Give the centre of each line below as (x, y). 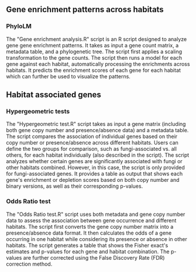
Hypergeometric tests (38, 111)
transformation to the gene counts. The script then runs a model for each (94, 57)
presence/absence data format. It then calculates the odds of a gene (89, 233)
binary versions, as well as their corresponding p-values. (75, 186)
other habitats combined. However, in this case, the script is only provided (96, 168)
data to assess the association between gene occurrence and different (91, 220)
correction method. (29, 264)
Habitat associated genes (54, 95)
